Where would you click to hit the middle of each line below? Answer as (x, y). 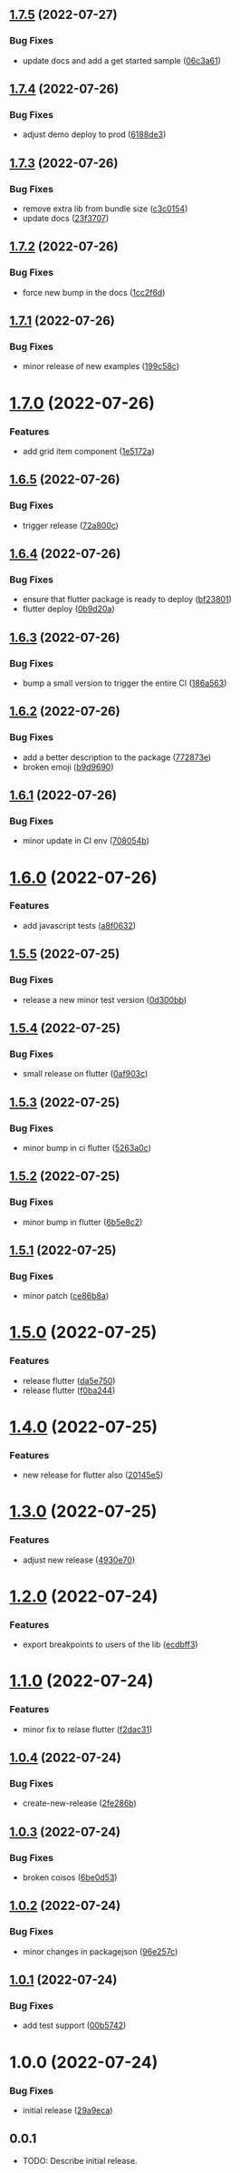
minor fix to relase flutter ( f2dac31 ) (87, 1729)
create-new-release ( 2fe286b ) (80, 1803)
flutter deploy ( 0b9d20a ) (68, 609)
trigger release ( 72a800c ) (71, 525)
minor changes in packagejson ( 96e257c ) (100, 1951)
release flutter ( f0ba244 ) (69, 1390)
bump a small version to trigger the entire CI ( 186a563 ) (125, 683)
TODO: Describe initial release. (80, 2160)
